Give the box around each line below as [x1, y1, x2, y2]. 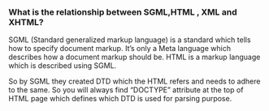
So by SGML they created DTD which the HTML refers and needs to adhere [8, 76, 261, 87]
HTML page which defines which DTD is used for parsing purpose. [8, 94, 232, 104]
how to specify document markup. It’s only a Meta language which [8, 44, 232, 53]
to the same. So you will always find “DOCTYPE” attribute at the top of [8, 85, 244, 95]
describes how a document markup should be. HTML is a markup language [8, 52, 261, 62]
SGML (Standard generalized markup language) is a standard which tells [8, 35, 251, 45]
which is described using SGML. [8, 61, 117, 70]
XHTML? [8, 16, 44, 28]
